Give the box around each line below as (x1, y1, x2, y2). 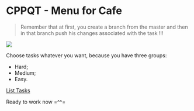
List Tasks (6, 86, 30, 94)
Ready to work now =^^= (6, 98, 66, 105)
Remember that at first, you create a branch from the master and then (20, 23, 188, 30)
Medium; (14, 69, 36, 77)
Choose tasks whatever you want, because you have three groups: (6, 51, 167, 59)
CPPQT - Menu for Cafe (6, 4, 123, 18)
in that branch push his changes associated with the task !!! (20, 29, 164, 36)
